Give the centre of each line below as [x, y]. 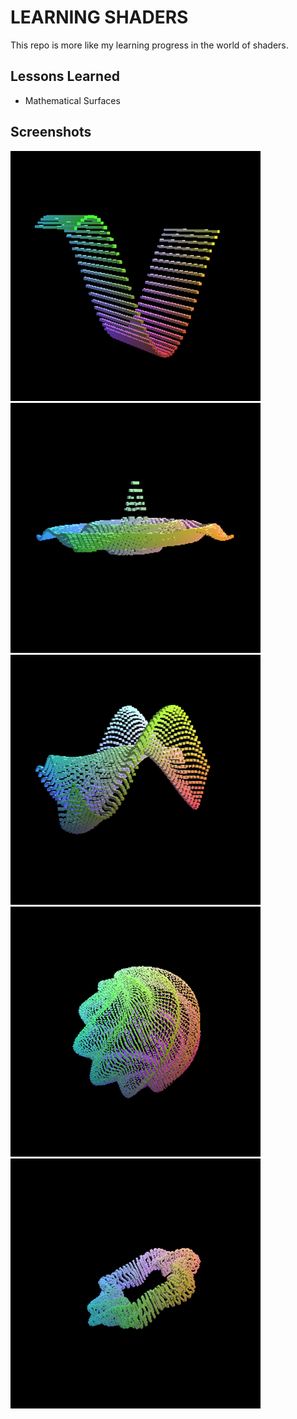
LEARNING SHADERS [99, 17]
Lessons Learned [65, 76]
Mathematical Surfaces [72, 100]
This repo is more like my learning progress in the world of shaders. [149, 45]
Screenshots [51, 132]
